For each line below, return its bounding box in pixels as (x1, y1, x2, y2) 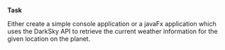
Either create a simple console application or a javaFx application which (7, 20, 216, 27)
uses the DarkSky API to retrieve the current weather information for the (7, 27, 218, 35)
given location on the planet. (7, 35, 91, 43)
